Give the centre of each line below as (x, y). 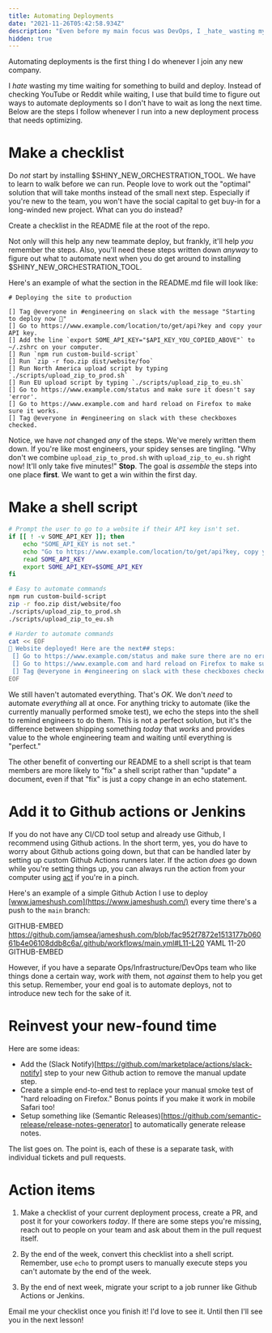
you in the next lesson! (46, 1320)
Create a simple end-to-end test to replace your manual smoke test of (136, 1090)
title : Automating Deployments (61, 16)
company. (25, 70)
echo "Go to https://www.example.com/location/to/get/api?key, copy (141, 552)
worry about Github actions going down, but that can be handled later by (130, 851)
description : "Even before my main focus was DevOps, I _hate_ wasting (132, 31)
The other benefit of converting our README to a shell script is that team (130, 762)
